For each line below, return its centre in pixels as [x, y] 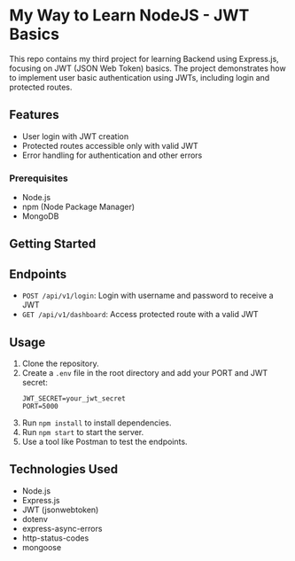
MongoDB [40, 216]
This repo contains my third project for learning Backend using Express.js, [144, 58]
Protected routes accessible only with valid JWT [110, 145]
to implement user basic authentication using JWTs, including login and [140, 77]
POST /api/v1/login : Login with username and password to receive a [147, 296]
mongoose [42, 547]
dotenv [35, 518]
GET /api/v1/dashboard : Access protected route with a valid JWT [140, 315]
